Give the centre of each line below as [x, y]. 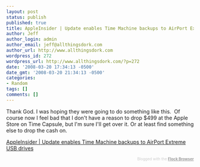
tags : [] [17, 89]
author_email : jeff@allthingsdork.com [54, 45]
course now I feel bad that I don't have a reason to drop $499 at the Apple [97, 118]
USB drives [20, 148]
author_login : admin [32, 39]
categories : [21, 78]
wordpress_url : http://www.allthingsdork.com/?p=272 [73, 61]
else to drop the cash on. [37, 130]
